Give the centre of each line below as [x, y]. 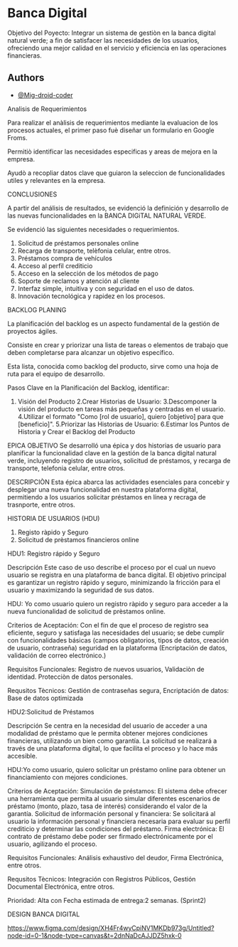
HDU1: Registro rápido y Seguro [54, 554]
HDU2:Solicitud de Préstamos [51, 711]
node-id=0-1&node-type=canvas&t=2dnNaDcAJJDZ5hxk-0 [95, 935]
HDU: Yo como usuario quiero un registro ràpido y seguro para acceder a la [118, 603]
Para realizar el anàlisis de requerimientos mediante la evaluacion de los [113, 122]
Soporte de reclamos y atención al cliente [79, 281]
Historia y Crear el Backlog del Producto [76, 431]
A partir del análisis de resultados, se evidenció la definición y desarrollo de [118, 208]
